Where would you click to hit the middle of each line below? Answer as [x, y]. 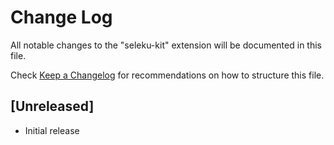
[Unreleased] [52, 106]
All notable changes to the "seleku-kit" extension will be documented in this [166, 45]
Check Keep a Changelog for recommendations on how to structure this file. [167, 75]
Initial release [52, 130]
